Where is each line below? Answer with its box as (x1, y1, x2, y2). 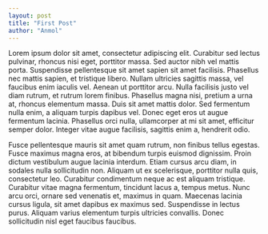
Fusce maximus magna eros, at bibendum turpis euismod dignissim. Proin (8, 149, 252, 158)
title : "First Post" (8, 19, 78, 27)
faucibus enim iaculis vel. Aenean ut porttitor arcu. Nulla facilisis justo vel (8, 82, 250, 92)
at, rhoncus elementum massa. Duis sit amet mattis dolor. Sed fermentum (8, 99, 250, 109)
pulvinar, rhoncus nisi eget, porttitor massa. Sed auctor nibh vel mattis (8, 57, 240, 66)
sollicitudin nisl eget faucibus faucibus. (8, 216, 137, 226)
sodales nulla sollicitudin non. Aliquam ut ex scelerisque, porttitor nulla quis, (8, 165, 258, 176)
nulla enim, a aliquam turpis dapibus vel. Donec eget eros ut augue (8, 108, 229, 117)
